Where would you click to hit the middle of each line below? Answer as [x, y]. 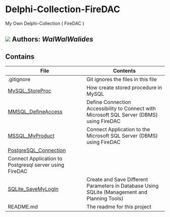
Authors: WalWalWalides [53, 39]
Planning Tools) [105, 199]
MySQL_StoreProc [30, 91]
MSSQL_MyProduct [31, 136]
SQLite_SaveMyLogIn [33, 189]
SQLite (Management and [117, 192]
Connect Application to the [118, 129]
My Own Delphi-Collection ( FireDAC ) [45, 23]
